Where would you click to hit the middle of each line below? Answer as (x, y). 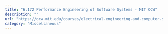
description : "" (22, 14)
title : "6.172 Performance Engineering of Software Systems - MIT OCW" (81, 10)
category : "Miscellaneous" (33, 24)
